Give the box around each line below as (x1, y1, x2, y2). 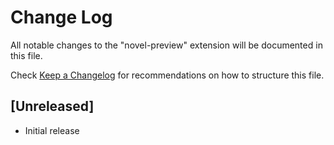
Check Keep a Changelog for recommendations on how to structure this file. (10, 69, 325, 81)
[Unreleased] (10, 98, 95, 115)
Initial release (24, 124, 80, 136)
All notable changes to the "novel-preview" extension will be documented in (10, 39, 323, 51)
